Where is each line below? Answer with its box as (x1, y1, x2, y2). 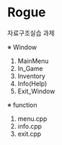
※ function (7, 100, 37, 109)
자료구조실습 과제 (7, 28, 55, 37)
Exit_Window (17, 87, 55, 95)
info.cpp (17, 122, 42, 130)
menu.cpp (17, 114, 47, 123)
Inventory (17, 72, 46, 80)
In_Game (17, 64, 44, 72)
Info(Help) (17, 79, 47, 87)
